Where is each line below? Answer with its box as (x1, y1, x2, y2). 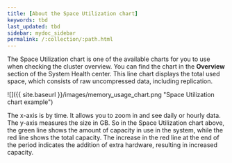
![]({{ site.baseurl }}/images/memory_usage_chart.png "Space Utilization (7, 91, 215, 99)
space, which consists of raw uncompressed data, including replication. (7, 77, 213, 85)
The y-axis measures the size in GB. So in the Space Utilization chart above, (7, 119, 224, 127)
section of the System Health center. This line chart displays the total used (7, 70, 220, 78)
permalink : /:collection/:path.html (7, 36, 113, 43)
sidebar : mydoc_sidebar (7, 29, 76, 37)
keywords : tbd (7, 17, 49, 24)
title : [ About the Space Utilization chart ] (7, 10, 138, 17)
